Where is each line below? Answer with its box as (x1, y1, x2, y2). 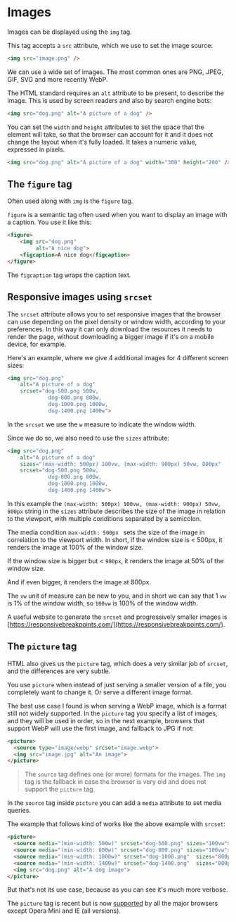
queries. (7, 806, 32, 815)
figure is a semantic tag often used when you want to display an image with (7, 211, 228, 219)
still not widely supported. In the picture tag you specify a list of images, (7, 709, 218, 718)
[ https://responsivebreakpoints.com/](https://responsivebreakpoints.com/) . (7, 620, 225, 628)
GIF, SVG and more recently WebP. (7, 75, 108, 83)
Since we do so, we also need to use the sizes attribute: (7, 434, 170, 442)
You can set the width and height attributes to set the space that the (7, 123, 205, 131)
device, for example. (7, 340, 67, 348)
